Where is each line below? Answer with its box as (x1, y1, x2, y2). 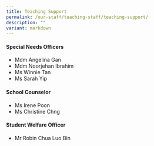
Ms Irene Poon (14, 101, 51, 109)
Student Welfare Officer (6, 121, 66, 128)
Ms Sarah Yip (14, 75, 48, 82)
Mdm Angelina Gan (14, 57, 62, 64)
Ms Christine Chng (14, 108, 61, 115)
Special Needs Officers (6, 43, 64, 50)
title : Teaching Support (6, 8, 67, 15)
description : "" (6, 19, 46, 25)
